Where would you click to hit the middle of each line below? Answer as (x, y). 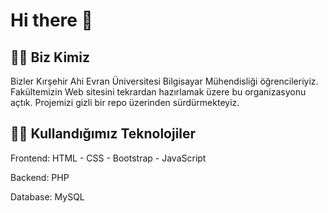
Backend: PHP (40, 177)
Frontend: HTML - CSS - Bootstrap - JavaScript (108, 158)
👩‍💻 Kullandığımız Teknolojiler (103, 134)
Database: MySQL (47, 196)
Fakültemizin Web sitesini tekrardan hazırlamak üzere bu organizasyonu (158, 92)
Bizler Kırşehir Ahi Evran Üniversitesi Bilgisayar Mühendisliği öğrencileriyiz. (164, 81)
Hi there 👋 (51, 20)
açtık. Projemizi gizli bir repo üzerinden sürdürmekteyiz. (125, 102)
